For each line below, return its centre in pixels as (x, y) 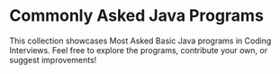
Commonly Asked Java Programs (136, 16)
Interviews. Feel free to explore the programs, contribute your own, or (139, 50)
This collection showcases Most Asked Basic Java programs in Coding (140, 41)
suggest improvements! (53, 60)
